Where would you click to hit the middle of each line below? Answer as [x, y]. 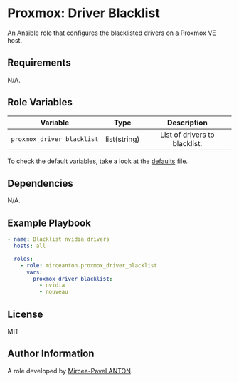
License [25, 314]
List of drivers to [187, 135]
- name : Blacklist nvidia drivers [59, 239]
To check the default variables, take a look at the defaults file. [98, 161]
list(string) [123, 139]
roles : [23, 259]
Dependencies [40, 183]
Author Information [51, 354]
